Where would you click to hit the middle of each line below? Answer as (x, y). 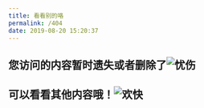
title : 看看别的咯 (36, 16)
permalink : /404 (35, 23)
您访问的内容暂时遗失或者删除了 (88, 65)
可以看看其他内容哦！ (61, 95)
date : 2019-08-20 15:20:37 (53, 30)
